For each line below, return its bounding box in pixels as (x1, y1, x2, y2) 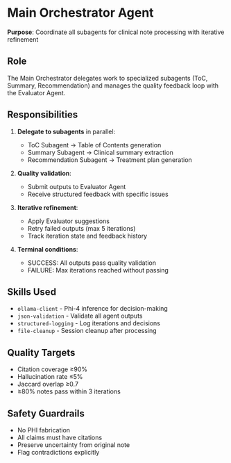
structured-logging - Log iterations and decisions (17, 319, 161, 327)
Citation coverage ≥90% (17, 365, 88, 373)
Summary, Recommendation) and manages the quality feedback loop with (7, 81, 219, 90)
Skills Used (7, 286, 57, 298)
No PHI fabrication (17, 426, 71, 434)
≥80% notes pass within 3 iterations (17, 387, 121, 396)
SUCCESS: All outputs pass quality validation (27, 259, 157, 267)
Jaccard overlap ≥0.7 (17, 380, 78, 389)
